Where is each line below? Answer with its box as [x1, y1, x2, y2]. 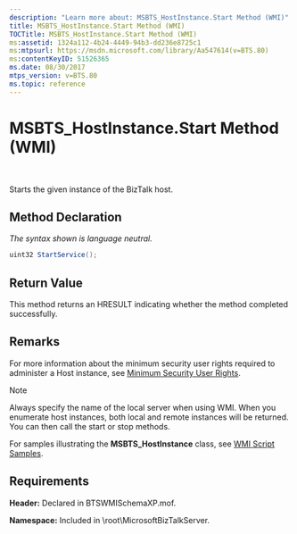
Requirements [9, 474, 89, 489]
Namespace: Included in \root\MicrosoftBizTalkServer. [9, 514, 210, 525]
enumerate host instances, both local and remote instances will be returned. [9, 412, 289, 422]
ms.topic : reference [9, 79, 87, 88]
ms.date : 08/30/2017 [9, 63, 87, 72]
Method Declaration [9, 209, 122, 224]
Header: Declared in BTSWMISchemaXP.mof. [9, 497, 177, 508]
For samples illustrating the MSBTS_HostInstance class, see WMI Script [9, 438, 275, 449]
